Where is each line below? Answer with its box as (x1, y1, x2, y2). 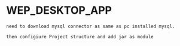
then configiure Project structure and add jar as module (6, 33, 154, 39)
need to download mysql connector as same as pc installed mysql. (6, 23, 175, 29)
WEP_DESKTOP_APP (6, 4, 112, 17)
